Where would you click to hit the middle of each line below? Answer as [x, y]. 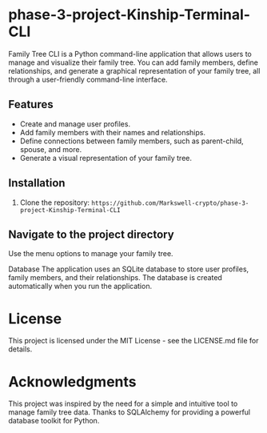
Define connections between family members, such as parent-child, [132, 141]
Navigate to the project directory [91, 234]
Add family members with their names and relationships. [113, 132]
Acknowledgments [73, 381]
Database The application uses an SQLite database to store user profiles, [129, 269]
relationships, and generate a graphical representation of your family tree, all [134, 70]
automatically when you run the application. [80, 287]
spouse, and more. [51, 149]
